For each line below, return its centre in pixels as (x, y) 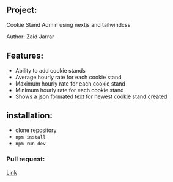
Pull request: (26, 159)
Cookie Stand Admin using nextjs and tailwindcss (68, 24)
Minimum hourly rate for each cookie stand (69, 90)
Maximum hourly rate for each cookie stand (70, 83)
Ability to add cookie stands (50, 70)
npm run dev (30, 144)
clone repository (36, 130)
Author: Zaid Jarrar (30, 37)
